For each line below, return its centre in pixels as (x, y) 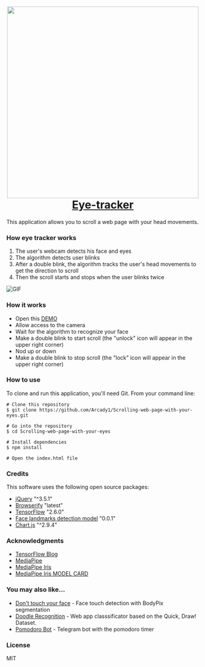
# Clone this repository (38, 404)
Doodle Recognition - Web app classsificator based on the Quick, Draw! (106, 616)
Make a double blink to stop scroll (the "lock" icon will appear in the (100, 357)
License (18, 645)
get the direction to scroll (47, 271)
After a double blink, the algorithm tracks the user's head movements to (106, 264)
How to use (24, 380)
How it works (26, 305)
